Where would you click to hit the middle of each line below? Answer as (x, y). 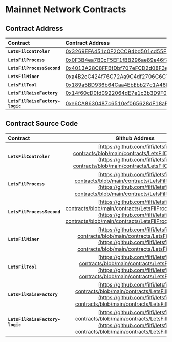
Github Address (135, 138)
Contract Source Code (42, 123)
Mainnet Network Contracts (66, 9)
